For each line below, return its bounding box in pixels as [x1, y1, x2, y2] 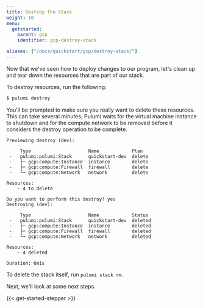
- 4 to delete [17, 185, 53, 192]
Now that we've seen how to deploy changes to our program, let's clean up [6, 65, 195, 72]
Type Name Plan [20, 148, 143, 154]
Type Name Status [20, 212, 149, 218]
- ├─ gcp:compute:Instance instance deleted [9, 223, 151, 229]
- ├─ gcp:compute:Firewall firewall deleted [9, 228, 151, 234]
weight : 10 [6, 15, 34, 21]
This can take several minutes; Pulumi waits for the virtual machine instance [6, 112, 197, 120]
